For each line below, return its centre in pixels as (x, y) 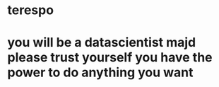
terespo (31, 10)
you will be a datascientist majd (102, 43)
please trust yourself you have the (110, 58)
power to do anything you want (100, 72)
